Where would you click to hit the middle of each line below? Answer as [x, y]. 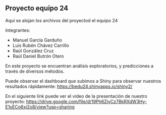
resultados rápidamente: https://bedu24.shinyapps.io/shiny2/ [69, 86]
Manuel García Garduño [37, 40]
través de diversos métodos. [35, 71]
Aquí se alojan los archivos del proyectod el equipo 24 [62, 20]
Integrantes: [18, 30]
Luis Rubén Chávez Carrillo [41, 45]
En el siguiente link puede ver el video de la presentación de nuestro [76, 96]
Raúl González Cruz [33, 50]
